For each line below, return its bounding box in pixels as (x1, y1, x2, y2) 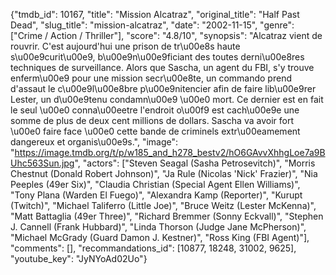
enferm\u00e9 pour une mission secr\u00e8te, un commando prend (10, 72, 292, 84)
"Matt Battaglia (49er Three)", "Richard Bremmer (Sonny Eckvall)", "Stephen (10, 210, 324, 222)
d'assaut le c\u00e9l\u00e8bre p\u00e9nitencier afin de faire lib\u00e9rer (10, 83, 317, 94)
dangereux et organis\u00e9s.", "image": (10, 136, 179, 148)
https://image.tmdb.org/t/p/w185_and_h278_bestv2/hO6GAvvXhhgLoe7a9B (14, 147, 326, 158)
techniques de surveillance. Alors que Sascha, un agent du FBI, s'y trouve (10, 62, 315, 73)
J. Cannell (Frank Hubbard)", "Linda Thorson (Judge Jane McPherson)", (10, 221, 307, 233)
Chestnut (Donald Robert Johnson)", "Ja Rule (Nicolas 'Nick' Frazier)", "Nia (10, 168, 318, 179)
